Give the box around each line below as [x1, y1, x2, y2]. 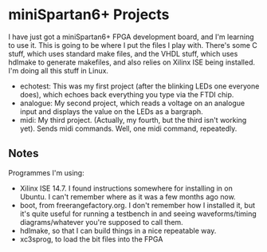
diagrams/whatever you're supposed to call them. [19, 217, 183, 226]
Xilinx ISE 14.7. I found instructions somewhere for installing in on [19, 183, 233, 193]
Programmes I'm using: [8, 167, 85, 177]
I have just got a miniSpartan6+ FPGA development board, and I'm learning [8, 32, 254, 41]
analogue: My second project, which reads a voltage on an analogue [19, 98, 245, 108]
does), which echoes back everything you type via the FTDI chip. [19, 89, 234, 99]
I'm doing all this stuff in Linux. [8, 65, 109, 75]
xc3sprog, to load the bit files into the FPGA [19, 234, 163, 244]
